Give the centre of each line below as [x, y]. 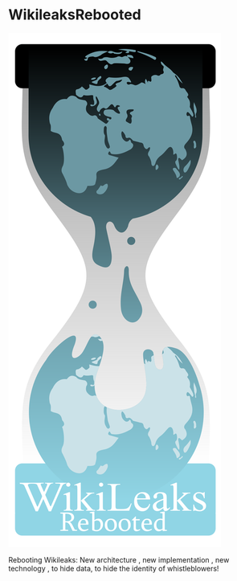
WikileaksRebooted [75, 15]
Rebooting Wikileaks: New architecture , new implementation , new [119, 559]
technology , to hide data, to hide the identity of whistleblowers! [114, 568]
